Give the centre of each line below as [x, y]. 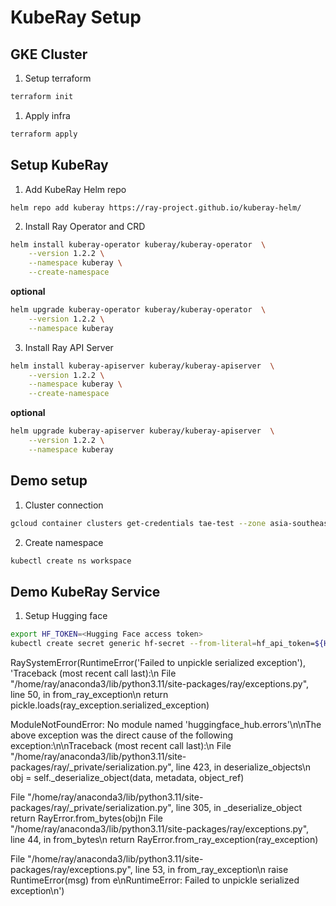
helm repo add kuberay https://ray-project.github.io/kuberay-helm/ [156, 207]
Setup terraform [58, 78]
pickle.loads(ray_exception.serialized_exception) [110, 705]
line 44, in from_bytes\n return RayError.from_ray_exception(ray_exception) [164, 839]
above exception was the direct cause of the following [122, 735]
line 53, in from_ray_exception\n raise [211, 869]
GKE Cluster [49, 54]
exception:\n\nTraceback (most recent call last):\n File [121, 745]
